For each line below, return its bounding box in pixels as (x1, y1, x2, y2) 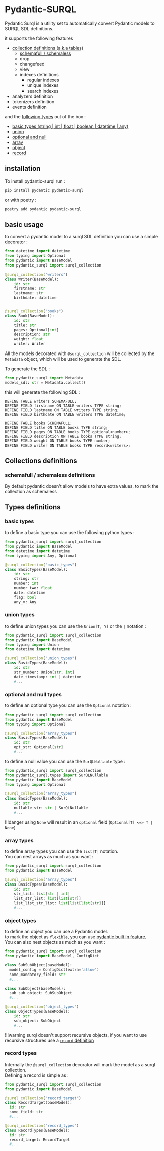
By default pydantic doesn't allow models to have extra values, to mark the (5, 483, 159, 489)
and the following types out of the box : (5, 113, 86, 119)
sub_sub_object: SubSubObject (9, 991, 72, 996)
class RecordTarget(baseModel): (5, 1100, 72, 1105)
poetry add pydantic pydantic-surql (5, 206, 81, 212)
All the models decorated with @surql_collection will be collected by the (5, 350, 155, 357)
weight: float (14, 337, 43, 342)
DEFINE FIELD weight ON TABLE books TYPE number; (5, 438, 111, 444)
